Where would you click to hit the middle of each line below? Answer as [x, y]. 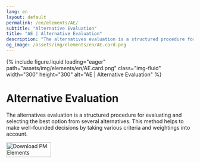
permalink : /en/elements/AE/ [42, 23]
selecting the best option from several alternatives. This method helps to [95, 121]
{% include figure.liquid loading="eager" [56, 62]
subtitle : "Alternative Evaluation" [51, 28]
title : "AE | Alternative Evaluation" [54, 34]
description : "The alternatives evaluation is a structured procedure [96, 39]
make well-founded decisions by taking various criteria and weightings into [98, 127]
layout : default [26, 17]
